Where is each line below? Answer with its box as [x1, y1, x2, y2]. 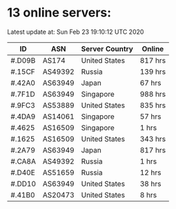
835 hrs [139, 100, 166, 110]
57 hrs [139, 112, 162, 121]
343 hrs [139, 134, 166, 143]
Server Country [81, 43, 133, 53]
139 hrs [139, 67, 166, 77]
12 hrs [139, 168, 162, 177]
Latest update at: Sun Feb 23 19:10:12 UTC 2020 [7, 28, 144, 36]
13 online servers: [7, 5, 112, 21]
